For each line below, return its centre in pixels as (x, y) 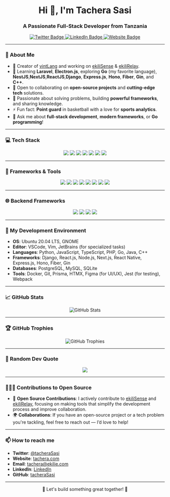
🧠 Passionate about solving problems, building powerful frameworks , (85, 98)
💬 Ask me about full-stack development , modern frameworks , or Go (85, 116)
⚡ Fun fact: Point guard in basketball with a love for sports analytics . (84, 109)
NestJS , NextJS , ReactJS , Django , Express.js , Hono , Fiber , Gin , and (83, 77)
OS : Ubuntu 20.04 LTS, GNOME (46, 241)
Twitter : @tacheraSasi (36, 453)
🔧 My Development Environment (46, 231)
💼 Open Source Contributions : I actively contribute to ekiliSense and (84, 398)
